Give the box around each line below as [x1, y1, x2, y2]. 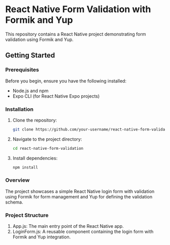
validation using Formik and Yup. [5, 36, 74, 43]
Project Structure [5, 212, 49, 219]
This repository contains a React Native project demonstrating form [5, 31, 146, 37]
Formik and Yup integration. [12, 234, 71, 240]
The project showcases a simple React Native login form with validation [5, 188, 155, 194]
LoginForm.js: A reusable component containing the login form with [12, 229, 154, 235]
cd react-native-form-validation [12, 146, 84, 151]
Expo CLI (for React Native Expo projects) [12, 93, 100, 99]
